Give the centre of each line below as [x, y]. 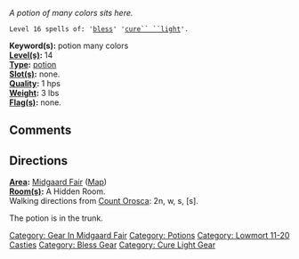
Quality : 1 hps [35, 83]
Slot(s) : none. [35, 74]
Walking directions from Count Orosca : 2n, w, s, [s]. [104, 201]
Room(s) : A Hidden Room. [57, 191]
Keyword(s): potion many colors [69, 45]
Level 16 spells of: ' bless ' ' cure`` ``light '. [99, 29]
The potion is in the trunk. [57, 218]
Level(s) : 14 [31, 55]
